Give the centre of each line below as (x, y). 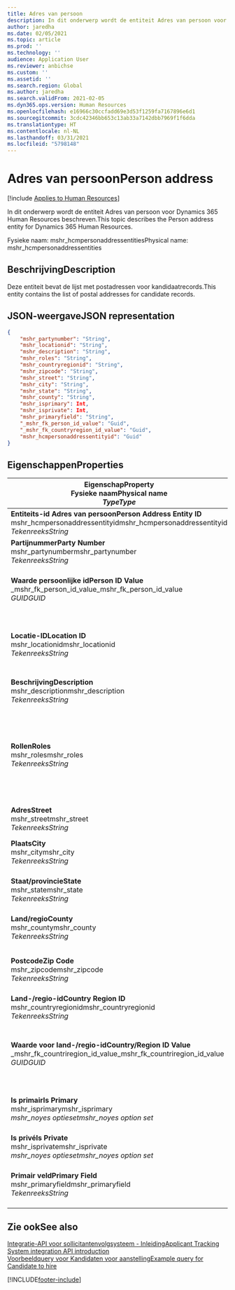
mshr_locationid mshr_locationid (63, 644)
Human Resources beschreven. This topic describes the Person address (111, 219)
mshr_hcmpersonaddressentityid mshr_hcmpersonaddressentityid (119, 523)
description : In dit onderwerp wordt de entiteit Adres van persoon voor (117, 20)
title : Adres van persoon (45, 14)
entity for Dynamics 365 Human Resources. (70, 227)
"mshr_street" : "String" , (58, 378)
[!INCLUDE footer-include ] (44, 1279)
